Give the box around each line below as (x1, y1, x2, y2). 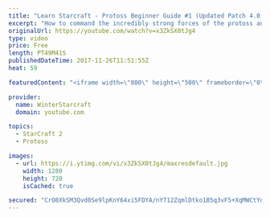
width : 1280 (22, 166, 63, 175)
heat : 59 (8, 64, 38, 72)
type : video (8, 34, 48, 43)
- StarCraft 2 (15, 130, 63, 138)
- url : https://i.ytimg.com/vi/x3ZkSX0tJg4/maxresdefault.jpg (15, 159, 228, 167)
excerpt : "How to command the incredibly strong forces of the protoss (8, 19, 253, 27)
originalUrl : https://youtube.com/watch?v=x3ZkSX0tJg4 (8, 27, 196, 35)
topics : (8, 122, 35, 131)
